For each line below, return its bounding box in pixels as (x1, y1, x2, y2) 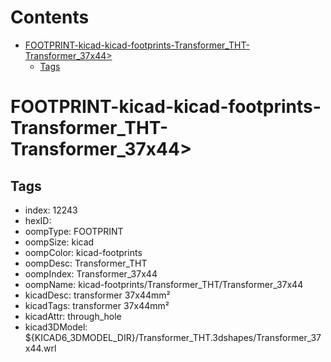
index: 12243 (24, 204, 78, 216)
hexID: (24, 214, 52, 226)
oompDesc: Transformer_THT (24, 257, 148, 269)
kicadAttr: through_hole (24, 310, 122, 322)
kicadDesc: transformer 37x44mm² (24, 289, 171, 301)
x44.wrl (24, 342, 57, 354)
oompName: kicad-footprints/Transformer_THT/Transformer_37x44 (24, 278, 304, 290)
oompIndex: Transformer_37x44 (24, 267, 158, 280)
